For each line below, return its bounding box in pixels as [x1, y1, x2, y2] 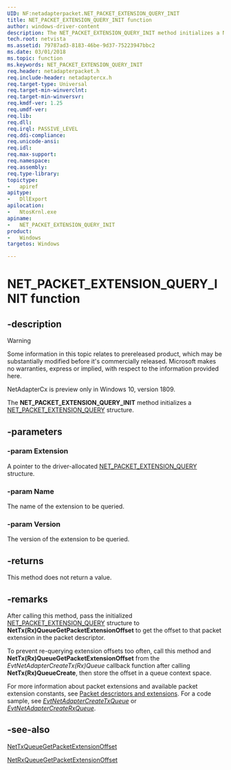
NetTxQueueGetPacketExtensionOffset [7, 742, 118, 751]
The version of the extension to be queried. [7, 535, 130, 543]
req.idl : [7, 145, 32, 152]
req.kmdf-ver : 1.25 [7, 100, 63, 107]
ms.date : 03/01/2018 [7, 49, 67, 56]
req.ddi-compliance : [7, 132, 67, 138]
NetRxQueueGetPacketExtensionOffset [7, 756, 118, 764]
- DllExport [7, 196, 48, 203]
